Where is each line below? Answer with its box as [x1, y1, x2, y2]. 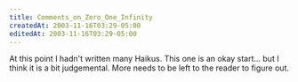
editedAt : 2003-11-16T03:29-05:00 [9, 29, 138, 38]
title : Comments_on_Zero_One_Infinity [9, 12, 153, 22]
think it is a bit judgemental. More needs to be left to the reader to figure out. [9, 63, 290, 73]
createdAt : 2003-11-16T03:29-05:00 [9, 21, 141, 30]
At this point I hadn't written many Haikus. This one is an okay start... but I [9, 54, 279, 64]
